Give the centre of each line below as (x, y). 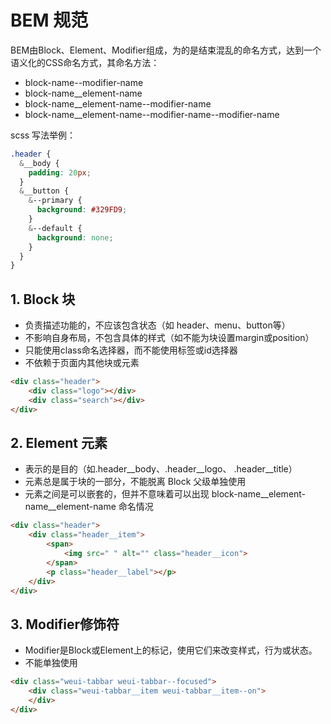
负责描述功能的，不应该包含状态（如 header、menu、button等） (157, 325)
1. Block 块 (43, 299)
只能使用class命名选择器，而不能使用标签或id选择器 (131, 350)
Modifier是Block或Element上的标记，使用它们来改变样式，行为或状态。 (171, 650)
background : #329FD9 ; (82, 210)
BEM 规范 (49, 20)
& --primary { (55, 201)
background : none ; (75, 237)
